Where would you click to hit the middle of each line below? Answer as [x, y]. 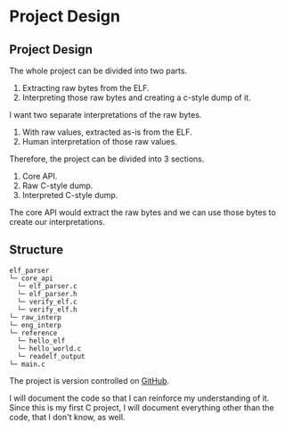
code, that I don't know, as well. [67, 417]
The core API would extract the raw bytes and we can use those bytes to [142, 212]
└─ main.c [28, 364]
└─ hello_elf [41, 341]
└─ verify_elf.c [47, 302]
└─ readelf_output [52, 356]
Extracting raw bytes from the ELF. [85, 88]
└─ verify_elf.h [47, 310]
